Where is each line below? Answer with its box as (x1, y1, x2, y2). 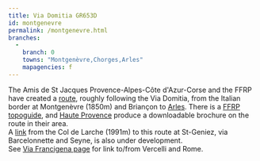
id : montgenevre (8, 19, 62, 27)
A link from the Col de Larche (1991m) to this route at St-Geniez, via (8, 127, 228, 136)
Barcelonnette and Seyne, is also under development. (8, 136, 183, 145)
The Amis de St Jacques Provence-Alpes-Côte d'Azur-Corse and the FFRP (8, 85, 252, 94)
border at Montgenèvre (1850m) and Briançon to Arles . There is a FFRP (8, 102, 240, 111)
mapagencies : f (22, 63, 73, 71)
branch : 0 (22, 48, 55, 56)
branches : (8, 33, 41, 42)
